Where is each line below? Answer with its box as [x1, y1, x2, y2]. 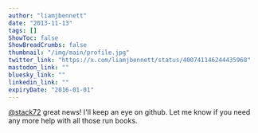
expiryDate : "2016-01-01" [8, 85, 94, 94]
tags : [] [8, 26, 37, 34]
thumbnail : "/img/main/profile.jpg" [8, 49, 130, 57]
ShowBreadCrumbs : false [8, 41, 88, 49]
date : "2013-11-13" [8, 19, 73, 27]
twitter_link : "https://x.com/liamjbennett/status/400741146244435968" [8, 57, 251, 65]
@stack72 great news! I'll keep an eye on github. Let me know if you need [8, 108, 251, 117]
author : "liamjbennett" [8, 11, 88, 20]
